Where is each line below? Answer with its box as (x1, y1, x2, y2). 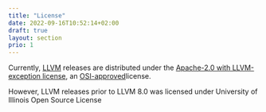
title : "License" (8, 11, 66, 20)
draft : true (8, 26, 48, 34)
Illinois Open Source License (8, 95, 102, 105)
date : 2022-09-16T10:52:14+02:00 (8, 19, 119, 27)
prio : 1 (8, 41, 34, 49)
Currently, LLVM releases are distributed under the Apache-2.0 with (8, 63, 231, 72)
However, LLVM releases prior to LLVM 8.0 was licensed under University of (8, 87, 258, 96)
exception (8, 71, 41, 81)
